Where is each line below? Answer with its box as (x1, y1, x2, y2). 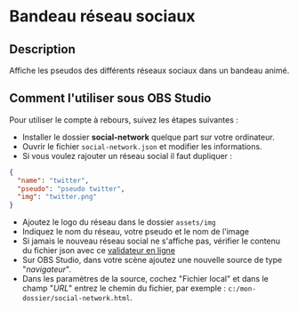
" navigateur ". (21, 264, 71, 275)
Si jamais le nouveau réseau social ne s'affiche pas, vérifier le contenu (21, 235, 281, 246)
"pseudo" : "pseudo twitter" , (17, 184, 125, 193)
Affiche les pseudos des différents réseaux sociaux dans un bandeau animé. (9, 65, 290, 76)
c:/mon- (228, 284, 256, 294)
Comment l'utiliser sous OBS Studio (9, 91, 212, 106)
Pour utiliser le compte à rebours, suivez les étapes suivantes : (9, 114, 238, 125)
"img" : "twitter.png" (17, 193, 98, 202)
